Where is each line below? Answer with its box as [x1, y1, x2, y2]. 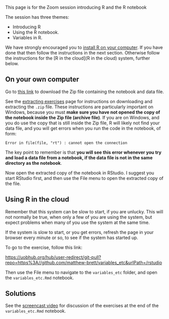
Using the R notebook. [12, 29, 60, 35]
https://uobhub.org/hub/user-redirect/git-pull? [5, 254, 101, 260]
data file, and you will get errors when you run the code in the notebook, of [5, 125, 161, 131]
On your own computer [5, 75, 79, 84]
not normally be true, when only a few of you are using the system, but [5, 214, 152, 220]
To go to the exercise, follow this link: [5, 244, 83, 250]
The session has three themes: [5, 14, 70, 20]
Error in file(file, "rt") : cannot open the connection [5, 140, 128, 146]
